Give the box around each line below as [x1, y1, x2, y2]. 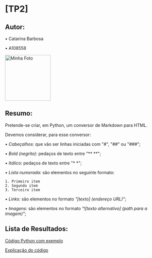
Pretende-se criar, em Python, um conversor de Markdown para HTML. [5, 122, 148, 128]
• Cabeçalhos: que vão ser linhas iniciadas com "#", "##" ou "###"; [5, 141, 141, 147]
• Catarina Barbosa [5, 36, 44, 41]
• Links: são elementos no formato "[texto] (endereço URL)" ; [5, 196, 126, 202]
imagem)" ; [5, 211, 27, 217]
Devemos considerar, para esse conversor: [5, 132, 91, 138]
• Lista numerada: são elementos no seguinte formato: [5, 169, 115, 175]
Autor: [5, 23, 25, 31]
